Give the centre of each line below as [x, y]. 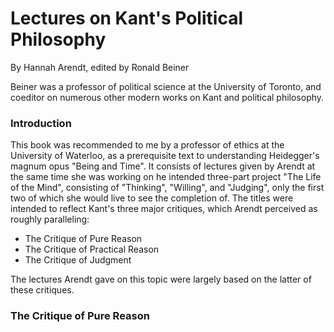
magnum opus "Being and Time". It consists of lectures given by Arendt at [163, 166]
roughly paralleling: [50, 219]
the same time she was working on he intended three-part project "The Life [166, 177]
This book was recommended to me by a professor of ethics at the [147, 145]
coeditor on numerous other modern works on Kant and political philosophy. [167, 97]
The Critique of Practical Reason [92, 249]
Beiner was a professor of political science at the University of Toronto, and [166, 86]
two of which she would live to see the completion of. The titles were [152, 198]
